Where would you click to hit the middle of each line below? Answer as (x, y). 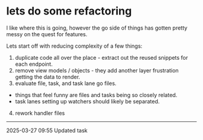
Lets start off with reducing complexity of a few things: (74, 46)
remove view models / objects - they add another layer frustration (97, 70)
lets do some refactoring (69, 11)
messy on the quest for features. (47, 34)
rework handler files (40, 113)
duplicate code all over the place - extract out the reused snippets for (101, 57)
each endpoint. (34, 64)
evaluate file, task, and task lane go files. (66, 83)
